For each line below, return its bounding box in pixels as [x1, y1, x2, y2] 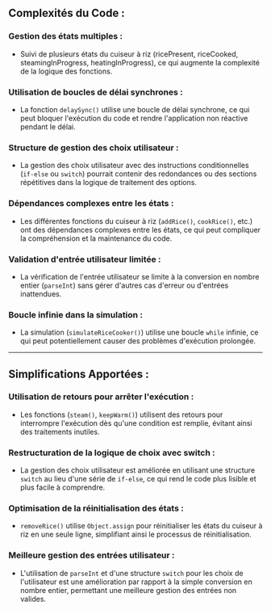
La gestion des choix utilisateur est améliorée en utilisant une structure [19, 465, 256, 475]
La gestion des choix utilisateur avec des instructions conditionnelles [19, 161, 249, 170]
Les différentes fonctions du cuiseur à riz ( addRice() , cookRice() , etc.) [19, 216, 253, 225]
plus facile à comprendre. [19, 482, 106, 492]
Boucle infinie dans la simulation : [8, 309, 144, 320]
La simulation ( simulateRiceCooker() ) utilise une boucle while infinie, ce [19, 327, 259, 338]
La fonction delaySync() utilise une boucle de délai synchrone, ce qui [19, 104, 250, 114]
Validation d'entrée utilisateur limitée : [8, 254, 161, 265]
